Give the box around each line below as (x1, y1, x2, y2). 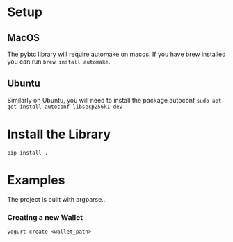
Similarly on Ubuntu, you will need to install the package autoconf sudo (7, 96, 210, 104)
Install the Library (7, 126, 111, 142)
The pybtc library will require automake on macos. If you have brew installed (7, 50, 226, 58)
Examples (7, 172, 65, 188)
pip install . (7, 149, 49, 156)
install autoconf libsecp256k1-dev (19, 103, 123, 110)
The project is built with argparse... (7, 195, 108, 203)
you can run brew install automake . (7, 58, 111, 66)
